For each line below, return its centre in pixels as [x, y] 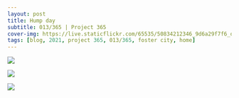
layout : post [27, 14]
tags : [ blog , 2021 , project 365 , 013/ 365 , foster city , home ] [101, 40]
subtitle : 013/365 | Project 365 [57, 27]
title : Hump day [31, 21]
